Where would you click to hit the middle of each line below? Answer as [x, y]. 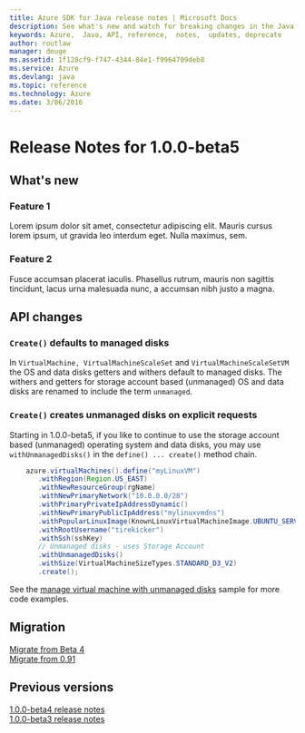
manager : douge [38, 52]
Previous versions [62, 687]
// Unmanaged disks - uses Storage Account [121, 547]
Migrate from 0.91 [42, 659]
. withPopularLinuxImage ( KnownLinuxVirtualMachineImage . [146, 521]
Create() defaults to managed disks [89, 343]
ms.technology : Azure [50, 93]
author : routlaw [40, 43]
